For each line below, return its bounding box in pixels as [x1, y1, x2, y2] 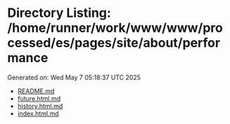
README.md [17, 87, 55, 95]
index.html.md [17, 109, 59, 118]
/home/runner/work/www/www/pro [7, 20, 223, 36]
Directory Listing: [7, 5, 111, 21]
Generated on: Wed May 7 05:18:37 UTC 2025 [7, 73, 141, 82]
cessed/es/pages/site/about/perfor [7, 35, 220, 51]
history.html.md [17, 101, 63, 110]
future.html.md [17, 94, 61, 103]
